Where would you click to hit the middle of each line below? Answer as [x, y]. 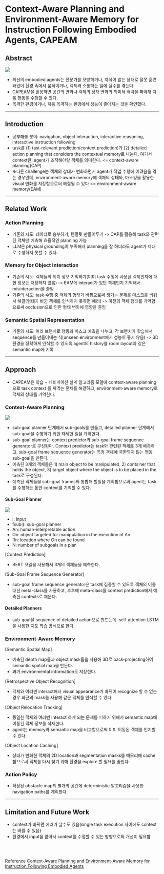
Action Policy [21, 774]
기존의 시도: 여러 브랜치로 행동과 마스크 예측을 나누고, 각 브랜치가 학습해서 [82, 331]
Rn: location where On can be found [48, 540]
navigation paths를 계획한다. [40, 792]
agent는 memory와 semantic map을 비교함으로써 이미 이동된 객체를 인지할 [84, 729]
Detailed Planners [24, 608]
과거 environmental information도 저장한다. [54, 671]
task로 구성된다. [27, 476]
